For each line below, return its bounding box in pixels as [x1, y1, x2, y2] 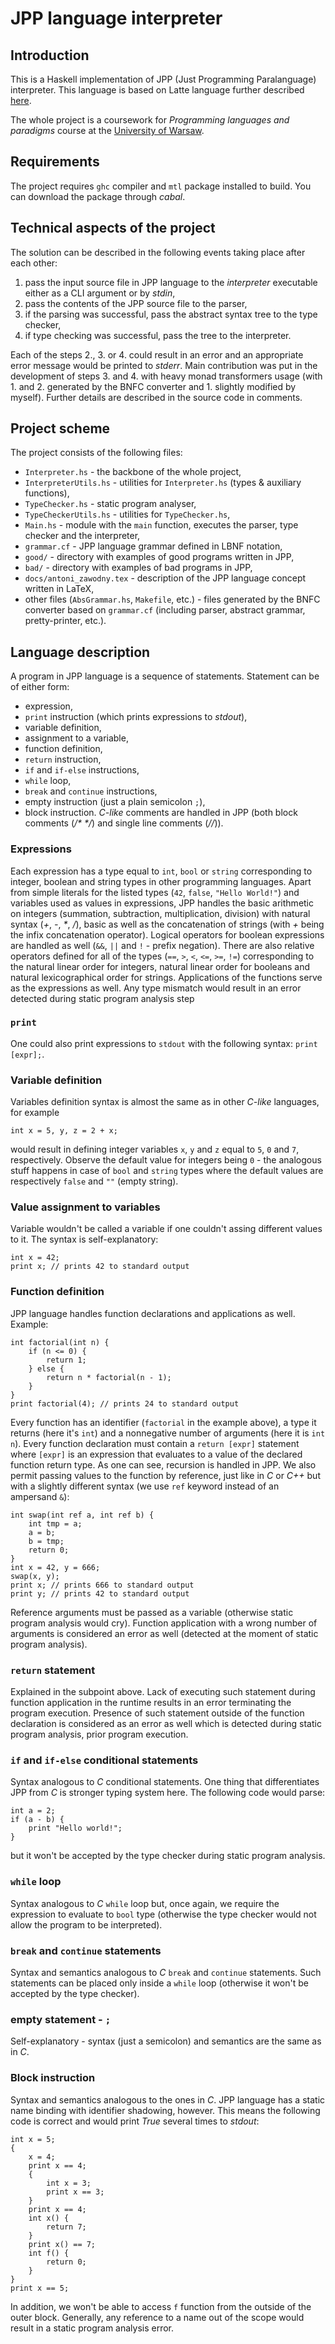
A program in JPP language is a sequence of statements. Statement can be [10, 670, 320, 682]
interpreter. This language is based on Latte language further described [10, 84, 305, 96]
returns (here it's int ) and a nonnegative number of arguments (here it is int [10, 1427, 326, 1439]
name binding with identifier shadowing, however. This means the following [10, 2104, 321, 2116]
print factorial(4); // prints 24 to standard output [10, 1398, 240, 1409]
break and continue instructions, [24, 785, 158, 797]
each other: [10, 257, 58, 269]
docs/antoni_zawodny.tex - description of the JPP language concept [24, 572, 307, 584]
